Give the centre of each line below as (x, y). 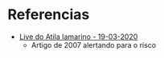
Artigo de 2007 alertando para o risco (94, 44)
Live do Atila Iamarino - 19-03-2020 (78, 37)
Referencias (49, 15)
